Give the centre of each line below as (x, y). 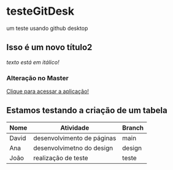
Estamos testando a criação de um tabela (87, 110)
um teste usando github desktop (47, 28)
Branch (133, 128)
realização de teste (61, 158)
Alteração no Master (37, 78)
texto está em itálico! (33, 62)
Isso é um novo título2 (49, 47)
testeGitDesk (40, 11)
